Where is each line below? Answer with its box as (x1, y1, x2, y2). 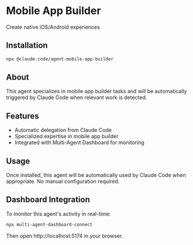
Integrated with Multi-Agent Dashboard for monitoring (14, 139, 144, 146)
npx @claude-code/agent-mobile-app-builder (6, 56, 114, 62)
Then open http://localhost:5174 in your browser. (6, 232, 123, 239)
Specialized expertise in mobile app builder (14, 133, 119, 140)
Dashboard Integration (6, 195, 90, 205)
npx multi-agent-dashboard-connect (6, 222, 93, 227)
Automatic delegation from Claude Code (14, 127, 112, 134)
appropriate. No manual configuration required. (6, 178, 120, 185)
